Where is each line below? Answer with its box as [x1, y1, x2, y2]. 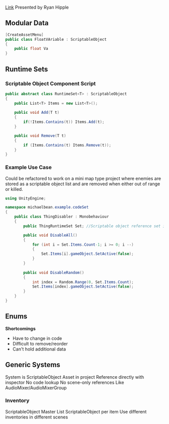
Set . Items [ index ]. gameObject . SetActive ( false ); [32, 284, 134, 289]
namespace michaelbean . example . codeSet [5, 205, 89, 210]
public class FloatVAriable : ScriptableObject [5, 37, 107, 42]
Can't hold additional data [12, 346, 66, 352]
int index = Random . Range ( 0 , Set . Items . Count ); [32, 279, 134, 285]
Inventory [5, 397, 30, 404]
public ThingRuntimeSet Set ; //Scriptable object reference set [23, 224, 161, 229]
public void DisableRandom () [23, 270, 84, 275]
